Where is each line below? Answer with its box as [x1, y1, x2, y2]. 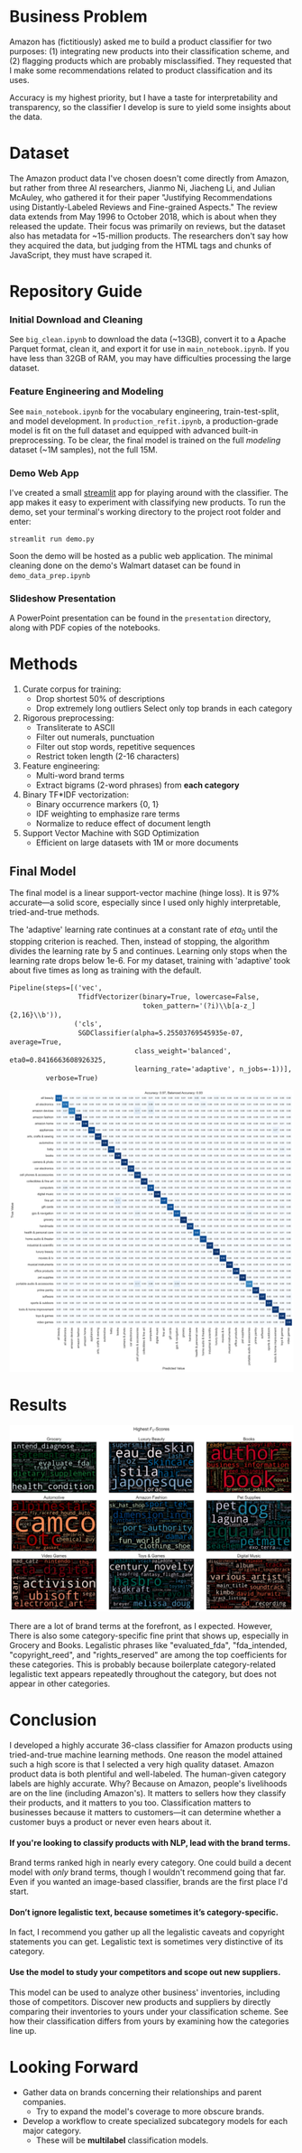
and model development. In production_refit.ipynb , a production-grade [9, 415, 279, 426]
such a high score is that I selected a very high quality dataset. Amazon [9, 1759, 275, 1769]
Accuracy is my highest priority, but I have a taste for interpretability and [9, 92, 278, 103]
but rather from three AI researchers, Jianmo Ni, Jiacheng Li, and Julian [9, 182, 276, 193]
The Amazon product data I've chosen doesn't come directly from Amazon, [9, 172, 289, 183]
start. [9, 1886, 30, 1897]
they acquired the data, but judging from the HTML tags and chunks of [9, 239, 272, 250]
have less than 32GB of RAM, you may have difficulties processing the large [9, 353, 291, 364]
